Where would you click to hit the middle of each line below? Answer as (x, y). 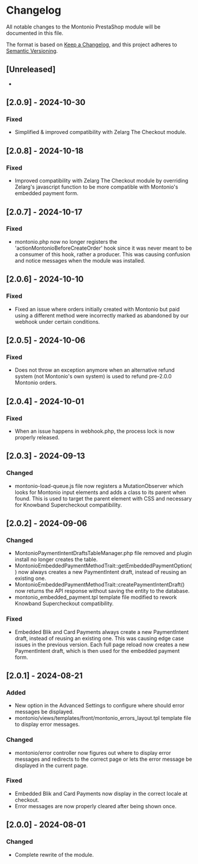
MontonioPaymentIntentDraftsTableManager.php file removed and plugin (103, 553)
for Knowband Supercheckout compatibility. (68, 505)
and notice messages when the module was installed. (80, 260)
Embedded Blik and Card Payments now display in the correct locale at (101, 793)
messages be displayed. (44, 712)
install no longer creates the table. (56, 559)
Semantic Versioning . (32, 50)
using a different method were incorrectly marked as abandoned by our (102, 315)
